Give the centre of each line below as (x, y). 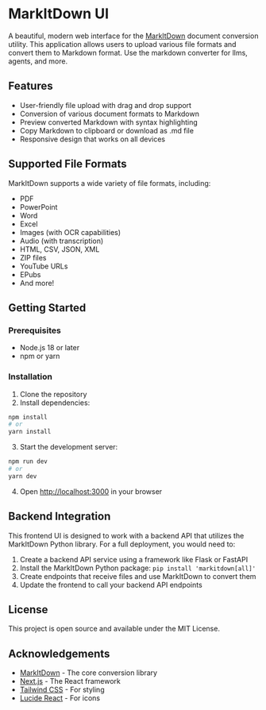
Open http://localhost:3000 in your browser (91, 491)
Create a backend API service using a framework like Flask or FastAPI (134, 559)
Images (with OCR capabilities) (70, 232)
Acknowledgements (59, 653)
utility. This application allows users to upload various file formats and (122, 44)
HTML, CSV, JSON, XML (60, 249)
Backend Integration (60, 517)
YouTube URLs (44, 266)
